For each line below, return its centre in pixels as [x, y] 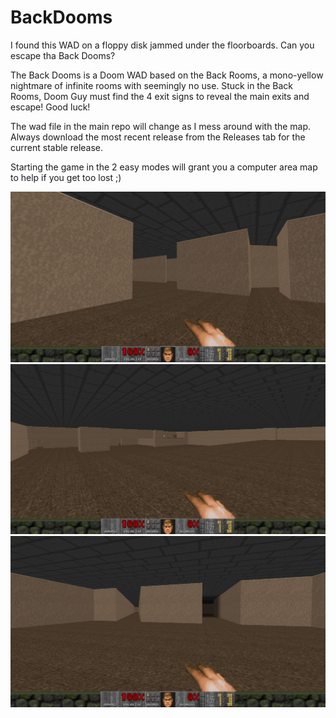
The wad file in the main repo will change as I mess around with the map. [161, 126]
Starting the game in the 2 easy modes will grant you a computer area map [164, 167]
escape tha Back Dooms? [63, 55]
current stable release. [57, 147]
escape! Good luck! [50, 107]
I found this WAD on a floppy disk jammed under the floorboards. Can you [162, 45]
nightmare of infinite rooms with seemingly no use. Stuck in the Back [151, 85]
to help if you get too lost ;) [66, 177]
